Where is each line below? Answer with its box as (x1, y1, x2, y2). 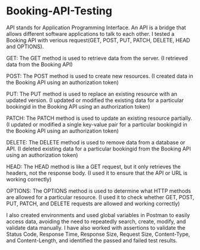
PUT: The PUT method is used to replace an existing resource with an (6, 90, 177, 97)
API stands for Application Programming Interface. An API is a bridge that (6, 24, 186, 31)
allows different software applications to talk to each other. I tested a (6, 30, 175, 37)
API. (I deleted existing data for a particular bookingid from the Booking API (6, 145, 191, 152)
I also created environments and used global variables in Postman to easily (6, 211, 190, 218)
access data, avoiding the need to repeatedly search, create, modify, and (6, 218, 186, 225)
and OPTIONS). (6, 43, 44, 50)
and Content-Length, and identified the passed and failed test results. (6, 237, 177, 244)
